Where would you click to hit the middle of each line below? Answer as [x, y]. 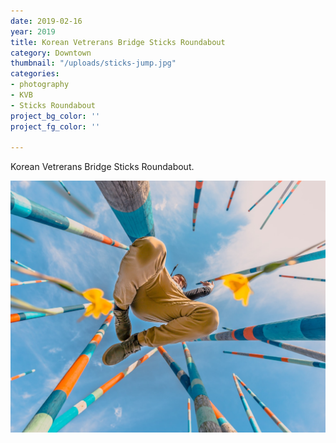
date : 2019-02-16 [46, 21]
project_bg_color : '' [55, 116]
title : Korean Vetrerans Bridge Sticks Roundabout [118, 42]
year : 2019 [33, 31]
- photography [40, 85]
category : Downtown [51, 53]
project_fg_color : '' [55, 126]
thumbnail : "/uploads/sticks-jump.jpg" [93, 63]
